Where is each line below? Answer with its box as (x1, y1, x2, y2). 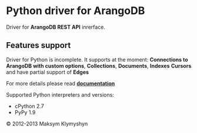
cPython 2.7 (14, 103, 44, 110)
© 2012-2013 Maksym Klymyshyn (6, 120, 88, 127)
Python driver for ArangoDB (6, 4, 145, 18)
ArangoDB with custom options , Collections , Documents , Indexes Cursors (6, 62, 192, 69)
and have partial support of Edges (6, 69, 89, 76)
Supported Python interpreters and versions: (6, 91, 115, 98)
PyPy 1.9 (14, 108, 36, 115)
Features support (6, 40, 71, 50)
